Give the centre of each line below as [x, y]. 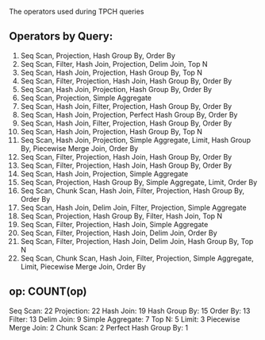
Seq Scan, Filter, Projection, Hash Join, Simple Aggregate [114, 224]
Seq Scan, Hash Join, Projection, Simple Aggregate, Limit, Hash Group [135, 140]
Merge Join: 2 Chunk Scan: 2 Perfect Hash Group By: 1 [99, 327]
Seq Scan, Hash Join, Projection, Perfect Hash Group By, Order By [129, 114]
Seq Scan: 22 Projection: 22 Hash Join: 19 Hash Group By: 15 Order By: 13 [130, 311]
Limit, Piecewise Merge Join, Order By [83, 266]
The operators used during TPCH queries [77, 12]
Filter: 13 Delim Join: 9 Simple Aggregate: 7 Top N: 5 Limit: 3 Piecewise [125, 319]
